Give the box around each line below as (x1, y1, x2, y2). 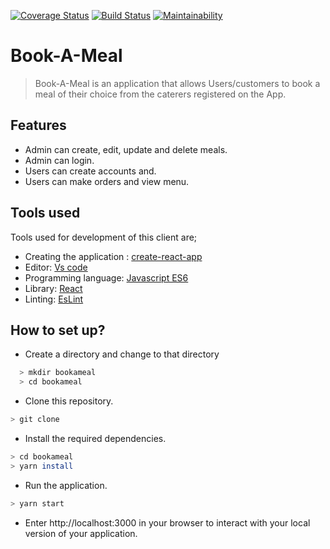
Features (10, 117, 67, 134)
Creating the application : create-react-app (24, 250, 203, 262)
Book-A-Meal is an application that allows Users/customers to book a (34, 77, 321, 89)
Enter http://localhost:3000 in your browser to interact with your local (24, 516, 311, 529)
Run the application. (24, 479, 108, 491)
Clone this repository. (24, 395, 114, 407)
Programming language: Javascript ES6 (24, 271, 189, 284)
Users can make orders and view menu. (24, 175, 190, 187)
